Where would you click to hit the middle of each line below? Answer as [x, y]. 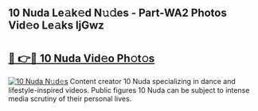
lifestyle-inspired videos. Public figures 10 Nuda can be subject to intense [129, 90]
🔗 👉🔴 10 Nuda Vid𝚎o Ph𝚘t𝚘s [82, 58]
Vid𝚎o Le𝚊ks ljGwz [57, 26]
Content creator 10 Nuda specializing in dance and [153, 81]
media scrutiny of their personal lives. [70, 99]
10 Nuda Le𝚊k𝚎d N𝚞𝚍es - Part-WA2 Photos [117, 13]
